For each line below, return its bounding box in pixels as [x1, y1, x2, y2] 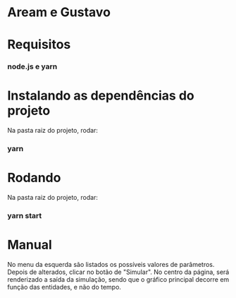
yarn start [7, 211, 42, 221]
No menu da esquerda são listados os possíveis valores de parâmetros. [7, 260, 215, 268]
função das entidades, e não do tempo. [7, 282, 122, 291]
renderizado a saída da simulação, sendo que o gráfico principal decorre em [7, 275, 230, 283]
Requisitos [7, 37, 71, 53]
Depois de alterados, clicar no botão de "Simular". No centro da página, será [7, 268, 230, 276]
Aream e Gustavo [7, 4, 111, 20]
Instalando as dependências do [7, 88, 195, 104]
